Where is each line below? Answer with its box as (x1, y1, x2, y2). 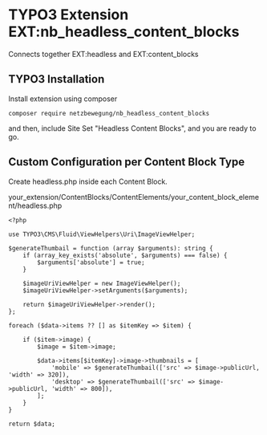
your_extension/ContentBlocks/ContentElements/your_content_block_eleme (8, 192, 259, 201)
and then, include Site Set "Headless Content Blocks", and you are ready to (8, 123, 257, 133)
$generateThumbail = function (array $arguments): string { (8, 244, 214, 252)
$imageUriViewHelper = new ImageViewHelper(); (22, 279, 181, 287)
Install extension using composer (8, 94, 118, 104)
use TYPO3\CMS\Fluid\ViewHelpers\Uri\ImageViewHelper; (8, 230, 196, 238)
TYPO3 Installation (8, 72, 105, 86)
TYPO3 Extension (8, 6, 129, 24)
